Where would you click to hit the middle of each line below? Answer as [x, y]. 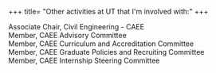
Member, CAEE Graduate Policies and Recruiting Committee [106, 52]
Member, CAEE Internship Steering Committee [84, 60]
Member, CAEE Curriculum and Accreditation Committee [101, 44]
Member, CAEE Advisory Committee [68, 35]
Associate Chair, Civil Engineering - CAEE [77, 27]
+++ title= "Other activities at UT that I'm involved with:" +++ [108, 12]
